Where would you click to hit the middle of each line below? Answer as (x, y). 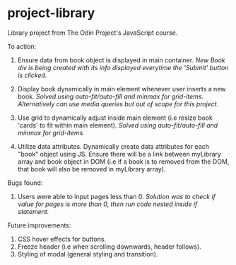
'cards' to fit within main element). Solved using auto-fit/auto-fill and (118, 125)
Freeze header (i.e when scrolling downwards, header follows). (109, 247)
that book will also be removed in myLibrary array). (92, 169)
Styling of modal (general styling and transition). (88, 254)
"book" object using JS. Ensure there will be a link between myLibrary (119, 154)
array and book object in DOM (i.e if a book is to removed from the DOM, (123, 162)
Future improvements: (39, 225)
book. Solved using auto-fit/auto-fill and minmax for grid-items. (110, 96)
